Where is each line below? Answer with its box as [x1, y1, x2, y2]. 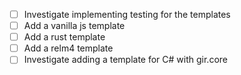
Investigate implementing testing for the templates [23, 9, 231, 20]
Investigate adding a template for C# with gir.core [23, 54, 228, 66]
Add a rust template [23, 31, 106, 43]
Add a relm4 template [23, 42, 114, 54]
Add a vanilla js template [23, 20, 126, 32]
